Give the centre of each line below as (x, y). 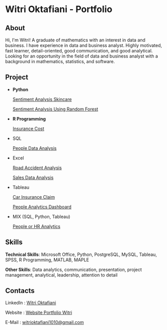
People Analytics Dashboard (42, 207)
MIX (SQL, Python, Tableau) (41, 216)
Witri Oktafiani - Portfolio (59, 9)
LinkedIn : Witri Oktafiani (31, 303)
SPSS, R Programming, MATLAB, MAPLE (47, 260)
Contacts (20, 291)
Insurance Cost (28, 128)
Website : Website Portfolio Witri (39, 313)
